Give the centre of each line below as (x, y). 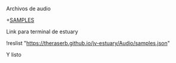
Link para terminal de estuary (42, 31)
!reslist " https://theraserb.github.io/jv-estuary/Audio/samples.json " (88, 43)
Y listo (14, 55)
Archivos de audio (28, 9)
